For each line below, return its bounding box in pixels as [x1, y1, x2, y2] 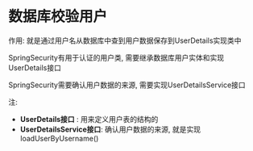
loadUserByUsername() [19, 133, 99, 143]
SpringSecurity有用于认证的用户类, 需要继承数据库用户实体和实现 [8, 52, 225, 62]
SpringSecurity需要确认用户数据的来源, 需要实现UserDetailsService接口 [8, 80, 246, 90]
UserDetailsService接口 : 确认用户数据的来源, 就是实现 [19, 124, 201, 134]
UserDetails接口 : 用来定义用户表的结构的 [19, 114, 159, 124]
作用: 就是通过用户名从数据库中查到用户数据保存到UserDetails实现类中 [8, 36, 242, 45]
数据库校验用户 [8, 7, 108, 26]
